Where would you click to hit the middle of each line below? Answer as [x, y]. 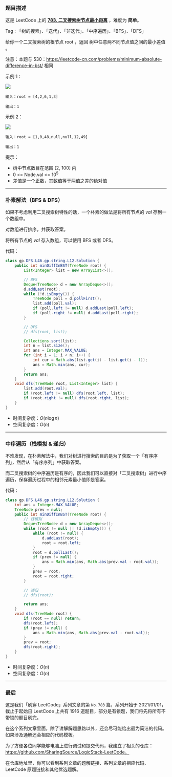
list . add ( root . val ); [46, 389]
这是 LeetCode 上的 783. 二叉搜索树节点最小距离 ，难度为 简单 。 [73, 20]
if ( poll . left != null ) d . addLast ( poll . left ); [83, 308]
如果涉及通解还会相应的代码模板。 [41, 735]
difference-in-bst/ [24, 66]
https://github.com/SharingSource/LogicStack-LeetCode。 [67, 752]
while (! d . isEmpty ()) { [49, 294]
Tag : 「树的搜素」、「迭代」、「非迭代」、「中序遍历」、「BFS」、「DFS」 [76, 31]
